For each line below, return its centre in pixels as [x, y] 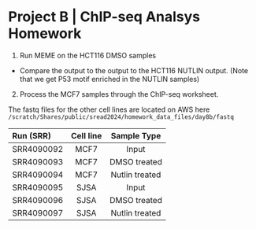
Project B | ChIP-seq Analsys [104, 17]
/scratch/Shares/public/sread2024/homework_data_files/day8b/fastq [121, 117]
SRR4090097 [38, 212]
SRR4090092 [38, 149]
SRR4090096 [38, 200]
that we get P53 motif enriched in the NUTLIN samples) [109, 79]
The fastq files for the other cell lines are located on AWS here [109, 109]
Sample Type [136, 135]
